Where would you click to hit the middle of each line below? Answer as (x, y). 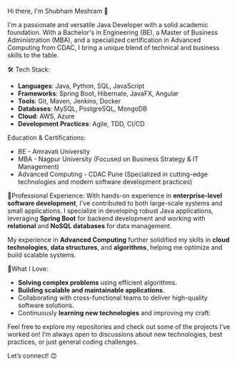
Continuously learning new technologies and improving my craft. (114, 313)
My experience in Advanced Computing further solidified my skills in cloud (118, 240)
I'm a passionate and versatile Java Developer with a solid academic (108, 25)
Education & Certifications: (47, 138)
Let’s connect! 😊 (32, 356)
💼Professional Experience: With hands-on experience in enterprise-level (115, 195)
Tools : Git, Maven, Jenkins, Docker (69, 101)
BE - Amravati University (54, 151)
